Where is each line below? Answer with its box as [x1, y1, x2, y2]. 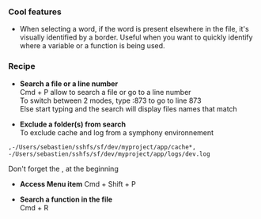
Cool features [8, 6, 62, 17]
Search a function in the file [19, 194, 113, 204]
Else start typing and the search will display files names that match [19, 104, 237, 113]
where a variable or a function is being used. [19, 41, 165, 51]
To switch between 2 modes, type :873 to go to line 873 [19, 96, 202, 105]
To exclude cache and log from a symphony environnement [19, 127, 214, 137]
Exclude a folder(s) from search [19, 119, 127, 129]
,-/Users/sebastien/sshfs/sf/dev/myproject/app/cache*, [8, 143, 196, 151]
